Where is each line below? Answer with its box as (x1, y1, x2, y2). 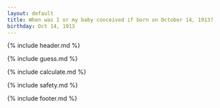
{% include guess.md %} (7, 55, 78, 63)
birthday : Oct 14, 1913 (7, 23, 76, 29)
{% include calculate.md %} (7, 68, 87, 76)
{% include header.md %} (7, 42, 80, 50)
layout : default (7, 10, 54, 17)
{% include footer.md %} (7, 94, 78, 103)
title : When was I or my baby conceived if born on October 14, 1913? (7, 16, 214, 23)
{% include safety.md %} (7, 81, 78, 90)
